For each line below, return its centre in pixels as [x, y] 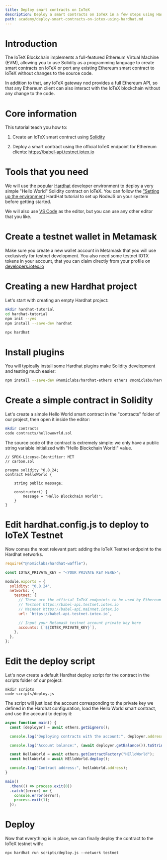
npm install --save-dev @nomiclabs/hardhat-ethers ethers [66, 380]
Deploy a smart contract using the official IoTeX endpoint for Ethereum [84, 147]
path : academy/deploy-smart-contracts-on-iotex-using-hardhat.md [74, 19]
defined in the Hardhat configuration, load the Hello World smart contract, [81, 708]
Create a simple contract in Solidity [79, 400]
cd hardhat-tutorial [27, 314]
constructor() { [31, 492]
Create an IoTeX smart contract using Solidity [59, 137]
